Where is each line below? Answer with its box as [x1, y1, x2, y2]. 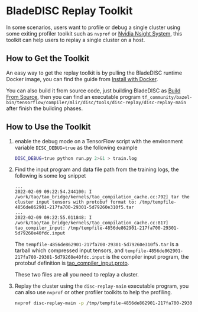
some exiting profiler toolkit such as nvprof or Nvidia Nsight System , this [6, 30, 182, 37]
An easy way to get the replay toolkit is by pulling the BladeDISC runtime [6, 69, 182, 76]
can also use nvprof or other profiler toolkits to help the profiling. [14, 289, 173, 296]
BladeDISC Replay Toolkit [6, 4, 133, 18]
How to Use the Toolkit [6, 122, 91, 132]
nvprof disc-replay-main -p [14, 300, 84, 306]
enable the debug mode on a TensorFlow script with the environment [14, 137, 183, 144]
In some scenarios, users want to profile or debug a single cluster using [6, 24, 181, 31]
